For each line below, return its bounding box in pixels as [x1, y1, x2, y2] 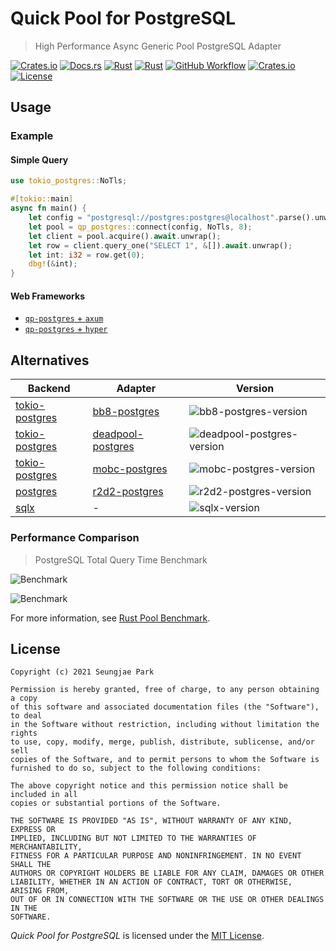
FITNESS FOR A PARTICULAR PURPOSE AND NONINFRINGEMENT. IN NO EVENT [10, 851, 302, 861]
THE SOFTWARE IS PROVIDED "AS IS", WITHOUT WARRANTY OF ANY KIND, [10, 816, 293, 826]
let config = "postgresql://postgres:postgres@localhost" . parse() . [28, 213, 315, 223]
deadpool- [92, 427, 144, 441]
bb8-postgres [92, 405, 160, 419]
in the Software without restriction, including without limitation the [10, 720, 320, 730]
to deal [10, 711, 43, 721]
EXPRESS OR [10, 825, 56, 835]
